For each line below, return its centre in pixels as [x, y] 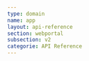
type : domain [26, 14]
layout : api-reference [40, 27]
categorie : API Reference [44, 46]
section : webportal [35, 33]
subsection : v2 [29, 40]
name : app [22, 20]
